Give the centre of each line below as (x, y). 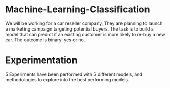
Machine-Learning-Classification (78, 9)
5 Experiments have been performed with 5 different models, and (74, 74)
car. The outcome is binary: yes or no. (45, 40)
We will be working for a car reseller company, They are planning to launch (84, 23)
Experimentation (41, 60)
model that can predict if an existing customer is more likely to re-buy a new (85, 34)
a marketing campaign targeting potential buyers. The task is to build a (80, 28)
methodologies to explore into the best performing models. (67, 79)
